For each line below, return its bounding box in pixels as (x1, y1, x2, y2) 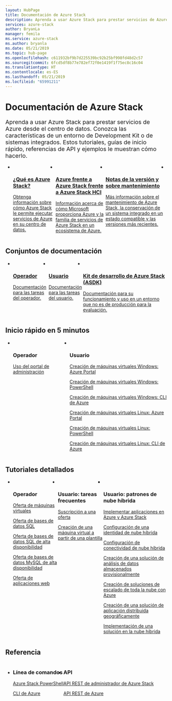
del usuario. (48, 295, 74, 301)
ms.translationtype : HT (5, 65, 56, 70)
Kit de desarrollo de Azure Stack (82, 272, 165, 279)
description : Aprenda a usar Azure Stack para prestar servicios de (5, 17, 155, 22)
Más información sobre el (105, 194, 160, 200)
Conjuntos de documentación (5, 247, 102, 256)
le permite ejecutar (12, 210, 53, 216)
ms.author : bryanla (5, 41, 47, 46)
